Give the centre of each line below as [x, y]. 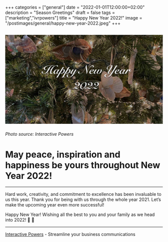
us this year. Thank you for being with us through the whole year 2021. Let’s [83, 199]
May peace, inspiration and [63, 154]
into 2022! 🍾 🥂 [20, 220]
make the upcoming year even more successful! [55, 205]
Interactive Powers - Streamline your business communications [70, 234]
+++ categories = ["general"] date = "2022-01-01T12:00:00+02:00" [75, 7]
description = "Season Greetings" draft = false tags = [60, 13]
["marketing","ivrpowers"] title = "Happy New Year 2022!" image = [74, 18]
